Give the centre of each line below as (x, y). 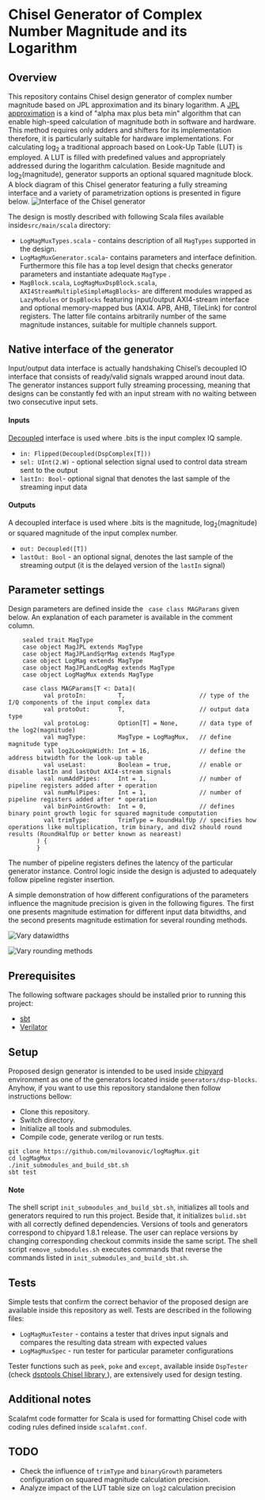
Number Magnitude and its (98, 31)
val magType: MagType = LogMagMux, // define (137, 737)
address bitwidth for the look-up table (76, 758)
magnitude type (33, 744)
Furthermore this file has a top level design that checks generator (126, 265)
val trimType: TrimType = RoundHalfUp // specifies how (150, 820)
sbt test (23, 1173)
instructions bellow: (40, 1096)
